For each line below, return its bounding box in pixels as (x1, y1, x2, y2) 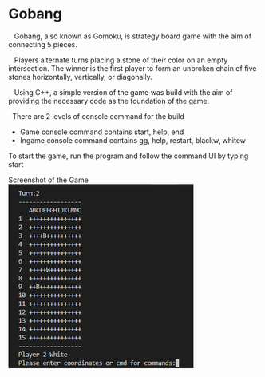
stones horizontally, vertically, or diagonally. (8, 72, 153, 81)
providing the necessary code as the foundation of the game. (8, 96, 210, 105)
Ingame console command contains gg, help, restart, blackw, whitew (19, 135, 246, 145)
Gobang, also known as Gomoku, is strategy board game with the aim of (14, 31, 252, 41)
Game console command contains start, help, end (19, 127, 184, 137)
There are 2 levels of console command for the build (11, 111, 185, 121)
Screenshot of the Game (8, 175, 89, 185)
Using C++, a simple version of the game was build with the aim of (14, 87, 233, 97)
